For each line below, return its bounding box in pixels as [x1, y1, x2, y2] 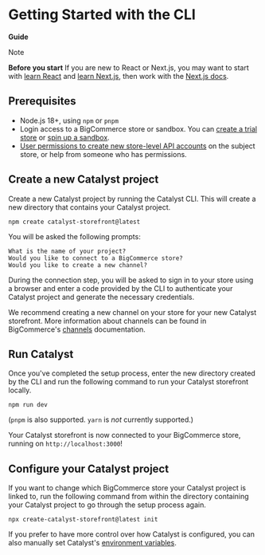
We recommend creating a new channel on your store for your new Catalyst [8, 307, 257, 317]
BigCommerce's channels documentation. [8, 325, 146, 334]
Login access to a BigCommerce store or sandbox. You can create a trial [19, 124, 257, 133]
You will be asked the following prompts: [8, 231, 141, 241]
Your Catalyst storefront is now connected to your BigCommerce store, [8, 431, 241, 440]
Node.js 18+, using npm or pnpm [19, 116, 119, 125]
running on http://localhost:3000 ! [8, 439, 123, 448]
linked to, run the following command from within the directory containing [8, 492, 249, 502]
